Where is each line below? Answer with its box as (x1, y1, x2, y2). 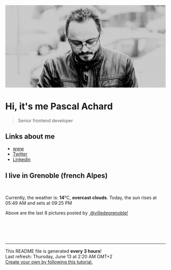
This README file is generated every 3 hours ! (5, 248, 102, 254)
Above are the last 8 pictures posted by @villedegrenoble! (5, 210, 128, 216)
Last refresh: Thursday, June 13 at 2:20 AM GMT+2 (5, 254, 113, 260)
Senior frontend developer (17, 117, 73, 123)
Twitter (12, 151, 28, 157)
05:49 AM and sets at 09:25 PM (5, 200, 72, 206)
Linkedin (12, 156, 31, 163)
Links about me (5, 132, 55, 141)
